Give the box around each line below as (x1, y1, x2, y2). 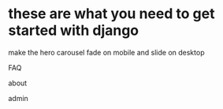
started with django (8, 21, 139, 39)
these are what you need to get (8, 5, 215, 23)
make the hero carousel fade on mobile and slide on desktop (8, 47, 205, 57)
